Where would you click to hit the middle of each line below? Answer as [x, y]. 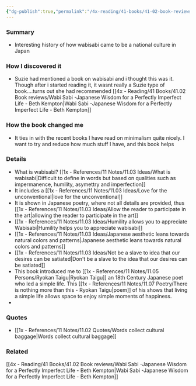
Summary [20, 32]
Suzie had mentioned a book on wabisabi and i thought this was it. [94, 79]
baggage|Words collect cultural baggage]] [65, 336]
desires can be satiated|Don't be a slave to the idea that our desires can [101, 259]
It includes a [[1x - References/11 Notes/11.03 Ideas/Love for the [91, 190]
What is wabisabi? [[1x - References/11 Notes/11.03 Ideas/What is [92, 172]
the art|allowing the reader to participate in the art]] [76, 215]
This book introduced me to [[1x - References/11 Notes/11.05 [87, 271]
